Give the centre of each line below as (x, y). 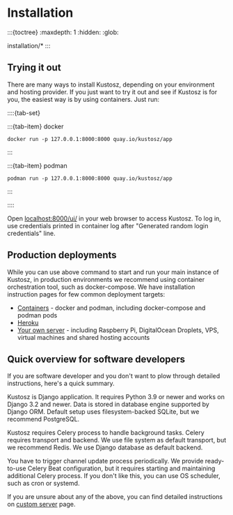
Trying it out (34, 68)
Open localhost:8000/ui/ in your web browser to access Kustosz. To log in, (114, 218)
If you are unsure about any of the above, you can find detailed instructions (115, 497)
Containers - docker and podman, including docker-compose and (111, 308)
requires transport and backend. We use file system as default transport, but (117, 440)
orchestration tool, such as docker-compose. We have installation (101, 287)
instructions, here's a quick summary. (61, 383)
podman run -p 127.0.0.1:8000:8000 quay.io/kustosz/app (90, 178)
